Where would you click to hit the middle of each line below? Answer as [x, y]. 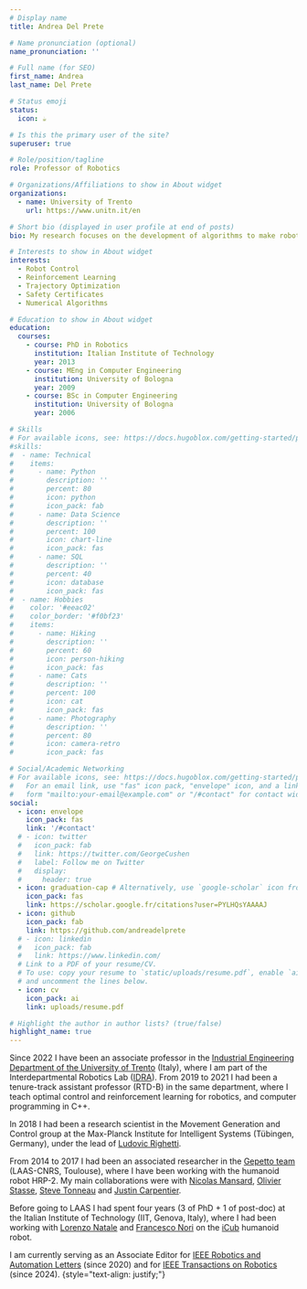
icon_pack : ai [53, 998]
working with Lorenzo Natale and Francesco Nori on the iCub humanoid [144, 1228]
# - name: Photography [63, 719]
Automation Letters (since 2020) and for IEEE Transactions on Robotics [143, 1265]
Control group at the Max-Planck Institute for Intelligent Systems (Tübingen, [152, 1134]
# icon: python [53, 497]
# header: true [55, 879]
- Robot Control [48, 269]
